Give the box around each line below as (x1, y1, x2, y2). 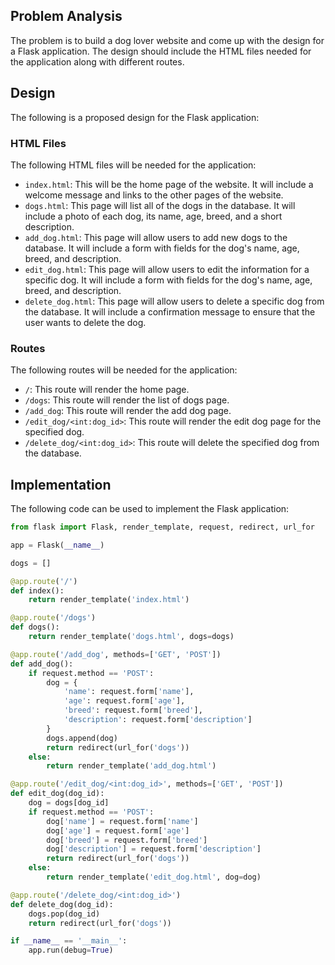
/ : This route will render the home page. (24, 384, 190, 396)
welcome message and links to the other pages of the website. (24, 189, 284, 201)
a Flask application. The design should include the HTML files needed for (10, 45, 312, 57)
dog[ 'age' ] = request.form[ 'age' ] (46, 825, 190, 836)
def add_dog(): (10, 659, 74, 669)
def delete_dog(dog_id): (10, 899, 114, 909)
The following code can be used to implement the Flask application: (10, 503, 290, 515)
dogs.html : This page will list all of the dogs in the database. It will (24, 199, 296, 211)
